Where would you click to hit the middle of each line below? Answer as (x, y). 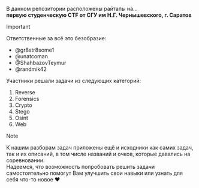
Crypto (23, 105)
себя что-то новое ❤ (33, 179)
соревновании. (25, 160)
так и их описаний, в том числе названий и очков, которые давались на (98, 154)
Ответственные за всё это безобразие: (56, 38)
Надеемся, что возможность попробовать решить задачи (81, 167)
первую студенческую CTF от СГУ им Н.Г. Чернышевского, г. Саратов (99, 15)
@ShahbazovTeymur (40, 63)
